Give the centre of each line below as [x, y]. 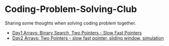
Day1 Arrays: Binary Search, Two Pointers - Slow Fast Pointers [77, 32]
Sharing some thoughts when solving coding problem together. [70, 23]
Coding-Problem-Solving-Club [71, 9]
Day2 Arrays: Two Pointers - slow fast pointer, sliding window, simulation [88, 38]
